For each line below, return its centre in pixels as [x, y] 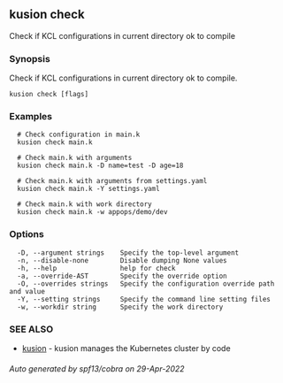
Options [27, 234]
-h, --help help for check [96, 268]
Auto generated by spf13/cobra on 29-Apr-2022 [97, 368]
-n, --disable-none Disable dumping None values [122, 260]
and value [27, 291]
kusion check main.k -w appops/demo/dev [92, 212]
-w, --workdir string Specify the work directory [120, 307]
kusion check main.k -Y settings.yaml [89, 189]
